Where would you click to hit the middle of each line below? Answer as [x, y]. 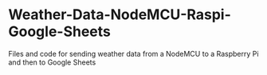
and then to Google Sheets [52, 62]
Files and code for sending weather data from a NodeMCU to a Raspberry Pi [133, 53]
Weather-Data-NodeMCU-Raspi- [120, 15]
